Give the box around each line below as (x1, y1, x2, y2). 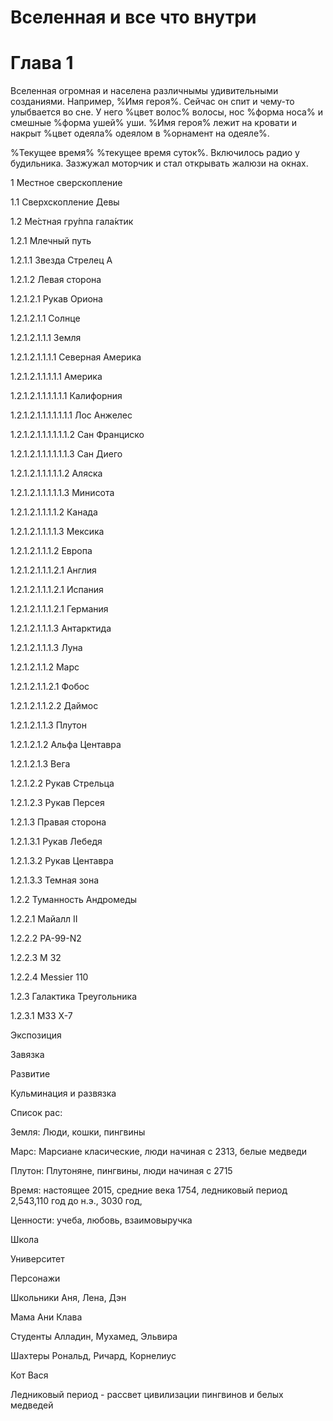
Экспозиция (10, 1029, 62, 1041)
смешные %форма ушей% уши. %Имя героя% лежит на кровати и (10, 117, 297, 129)
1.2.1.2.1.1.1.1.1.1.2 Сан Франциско (10, 429, 145, 441)
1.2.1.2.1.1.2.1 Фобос (10, 681, 90, 693)
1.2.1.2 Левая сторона (10, 274, 102, 286)
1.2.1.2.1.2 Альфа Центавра (10, 739, 122, 751)
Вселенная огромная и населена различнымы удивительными (10, 85, 279, 97)
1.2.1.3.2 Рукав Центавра (10, 855, 114, 867)
